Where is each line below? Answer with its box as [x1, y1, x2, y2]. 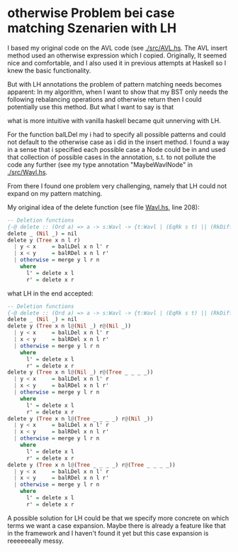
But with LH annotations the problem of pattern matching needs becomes [7, 80, 222, 88]
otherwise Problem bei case [7, 5, 175, 21]
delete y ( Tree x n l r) [7, 237, 81, 244]
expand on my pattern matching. [7, 189, 103, 197]
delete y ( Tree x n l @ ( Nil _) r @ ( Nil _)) [7, 323, 132, 330]
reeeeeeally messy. [7, 536, 64, 545]
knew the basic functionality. [7, 66, 91, 75]
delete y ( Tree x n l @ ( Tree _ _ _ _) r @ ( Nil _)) [7, 415, 154, 422]
